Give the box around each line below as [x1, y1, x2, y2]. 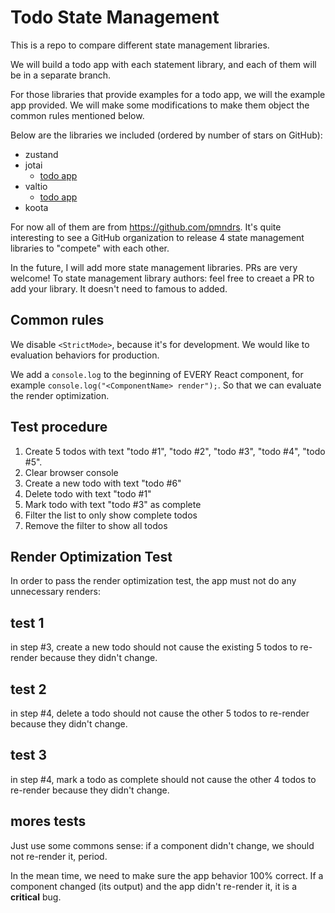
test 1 [10, 614, 45, 631]
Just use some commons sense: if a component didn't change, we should [10, 839, 315, 851]
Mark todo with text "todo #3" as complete [24, 498, 202, 510]
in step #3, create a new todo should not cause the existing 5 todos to [10, 641, 298, 653]
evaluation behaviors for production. [10, 349, 160, 361]
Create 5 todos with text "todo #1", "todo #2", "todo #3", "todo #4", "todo [24, 445, 326, 457]
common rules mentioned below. [10, 109, 145, 121]
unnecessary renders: [10, 586, 101, 598]
